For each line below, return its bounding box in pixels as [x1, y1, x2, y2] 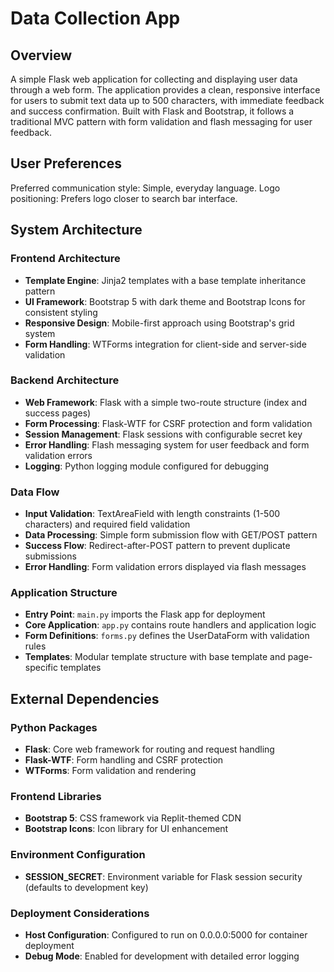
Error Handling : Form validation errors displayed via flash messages [24, 561, 307, 573]
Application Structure [10, 586, 118, 600]
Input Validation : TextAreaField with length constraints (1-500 [24, 508, 281, 520]
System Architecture [10, 222, 143, 239]
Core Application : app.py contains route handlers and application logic [24, 619, 317, 631]
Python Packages [10, 720, 98, 734]
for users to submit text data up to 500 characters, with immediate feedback [10, 95, 325, 106]
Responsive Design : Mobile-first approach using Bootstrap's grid [24, 317, 295, 329]
